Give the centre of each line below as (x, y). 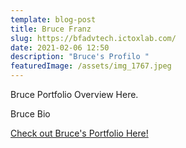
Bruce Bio (30, 114)
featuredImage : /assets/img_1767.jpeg (91, 66)
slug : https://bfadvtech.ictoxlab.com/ (93, 38)
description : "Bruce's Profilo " (80, 57)
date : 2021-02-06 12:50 (60, 47)
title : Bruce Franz (51, 29)
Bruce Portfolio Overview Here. (74, 94)
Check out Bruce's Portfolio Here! (79, 133)
